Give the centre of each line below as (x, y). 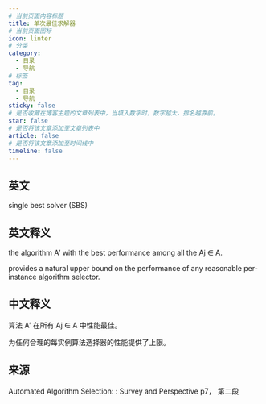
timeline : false (35, 151)
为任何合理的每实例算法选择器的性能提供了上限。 (89, 342)
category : (25, 53)
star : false (28, 121)
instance (23, 277)
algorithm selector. (69, 277)
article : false (34, 135)
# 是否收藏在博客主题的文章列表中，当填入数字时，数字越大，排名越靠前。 (114, 114)
